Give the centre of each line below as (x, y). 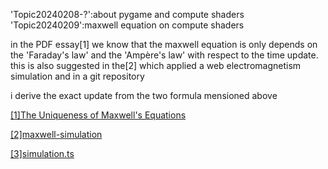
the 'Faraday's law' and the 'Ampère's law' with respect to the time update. (164, 55)
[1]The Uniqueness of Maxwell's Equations (98, 115)
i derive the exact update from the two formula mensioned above (144, 95)
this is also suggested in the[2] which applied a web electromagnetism (156, 65)
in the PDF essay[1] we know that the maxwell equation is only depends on (164, 44)
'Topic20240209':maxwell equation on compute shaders (127, 25)
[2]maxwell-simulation (56, 134)
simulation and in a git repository (77, 76)
